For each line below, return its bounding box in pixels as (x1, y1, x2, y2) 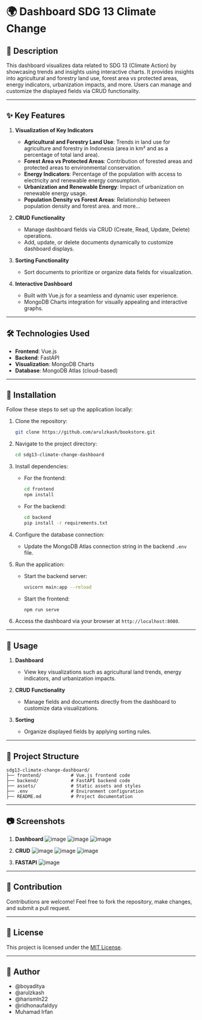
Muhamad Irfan (14, 1009, 53, 1016)
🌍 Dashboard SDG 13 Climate (6, 5, 156, 19)
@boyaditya (14, 983, 45, 990)
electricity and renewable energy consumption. (23, 176, 141, 184)
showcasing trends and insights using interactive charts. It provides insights (6, 68, 194, 75)
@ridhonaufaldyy (14, 1002, 58, 1009)
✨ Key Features (6, 110, 65, 121)
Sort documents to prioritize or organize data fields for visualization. (23, 268, 193, 275)
